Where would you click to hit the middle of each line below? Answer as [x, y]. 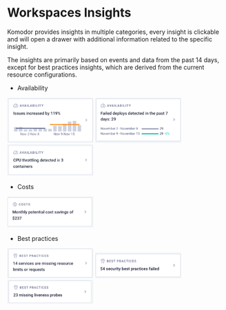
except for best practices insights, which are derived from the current [106, 67]
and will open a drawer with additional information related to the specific [110, 39]
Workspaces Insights [69, 13]
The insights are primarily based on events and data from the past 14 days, [113, 59]
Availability [32, 88]
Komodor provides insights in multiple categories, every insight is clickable [113, 32]
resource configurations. [42, 75]
